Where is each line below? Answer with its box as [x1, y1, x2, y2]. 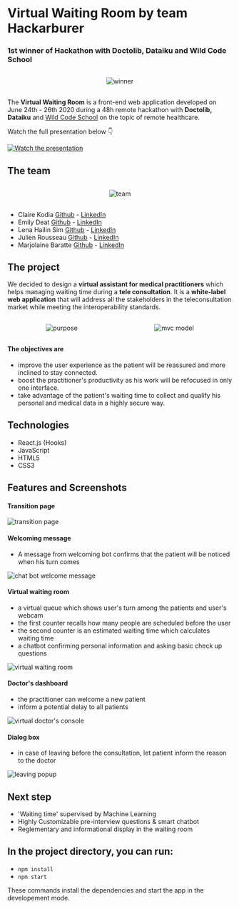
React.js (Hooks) [17, 438, 67, 447]
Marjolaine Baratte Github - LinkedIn [17, 241, 125, 249]
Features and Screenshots [7, 482, 127, 494]
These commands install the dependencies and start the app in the [7, 885, 204, 894]
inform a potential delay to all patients [17, 702, 128, 711]
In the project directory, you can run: [7, 845, 173, 858]
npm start [17, 873, 48, 880]
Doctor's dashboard [7, 679, 68, 688]
